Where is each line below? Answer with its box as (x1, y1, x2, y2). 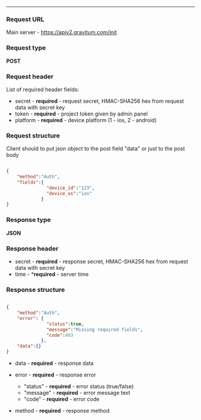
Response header (6, 244, 59, 252)
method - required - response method (14, 407, 109, 415)
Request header (6, 72, 54, 81)
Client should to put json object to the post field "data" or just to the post (6, 145, 185, 153)
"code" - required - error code (23, 395, 100, 403)
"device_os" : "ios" (46, 190, 93, 196)
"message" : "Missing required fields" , (46, 327, 144, 333)
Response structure (6, 285, 65, 294)
